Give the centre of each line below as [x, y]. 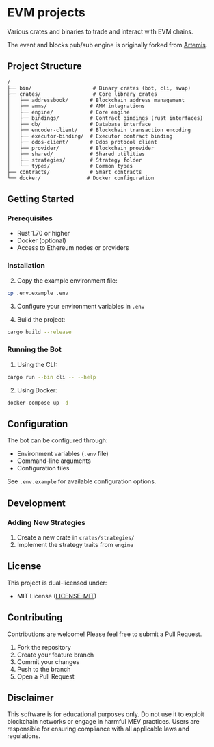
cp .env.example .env [38, 293]
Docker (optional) [41, 240]
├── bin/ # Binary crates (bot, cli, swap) [99, 88]
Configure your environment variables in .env [81, 306]
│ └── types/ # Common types [70, 166]
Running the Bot [34, 349]
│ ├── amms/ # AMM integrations [76, 106]
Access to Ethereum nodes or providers [73, 248]
